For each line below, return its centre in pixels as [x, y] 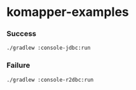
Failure [18, 65]
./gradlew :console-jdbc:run [49, 48]
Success [22, 34]
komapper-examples [68, 12]
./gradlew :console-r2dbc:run [50, 80]
